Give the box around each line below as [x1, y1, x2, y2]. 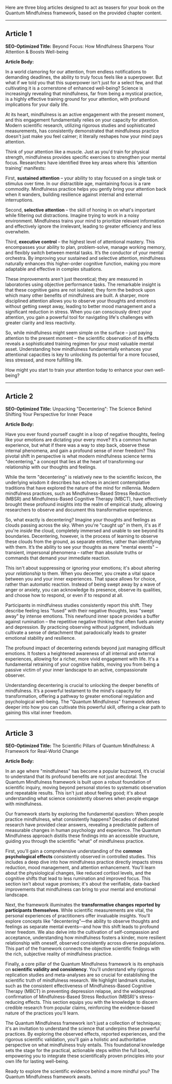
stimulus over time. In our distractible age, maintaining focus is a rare [5, 180, 151, 187]
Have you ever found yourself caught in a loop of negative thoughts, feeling [5, 431, 165, 437]
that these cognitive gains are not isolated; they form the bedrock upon [5, 286, 155, 293]
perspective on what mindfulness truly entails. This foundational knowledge [5, 1042, 165, 1048]
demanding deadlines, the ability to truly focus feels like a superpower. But [5, 74, 163, 80]
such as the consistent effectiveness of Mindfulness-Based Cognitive [5, 983, 152, 989]
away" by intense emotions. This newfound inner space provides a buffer [5, 613, 160, 619]
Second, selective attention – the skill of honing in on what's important [5, 207, 156, 213]
